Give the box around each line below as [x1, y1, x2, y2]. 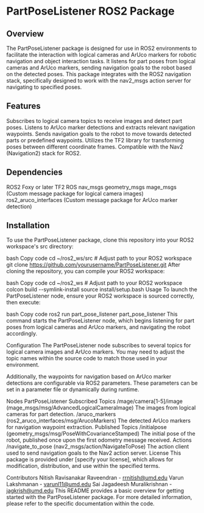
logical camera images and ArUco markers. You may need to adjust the [6, 348, 185, 355]
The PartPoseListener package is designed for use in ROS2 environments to [6, 44, 197, 52]
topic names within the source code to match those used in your [6, 355, 167, 362]
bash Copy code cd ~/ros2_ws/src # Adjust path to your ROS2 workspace [6, 254, 192, 262]
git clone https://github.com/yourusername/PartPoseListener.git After [6, 261, 181, 268]
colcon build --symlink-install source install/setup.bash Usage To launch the [6, 286, 198, 293]
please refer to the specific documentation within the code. [6, 500, 155, 508]
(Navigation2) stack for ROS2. [6, 149, 82, 156]
